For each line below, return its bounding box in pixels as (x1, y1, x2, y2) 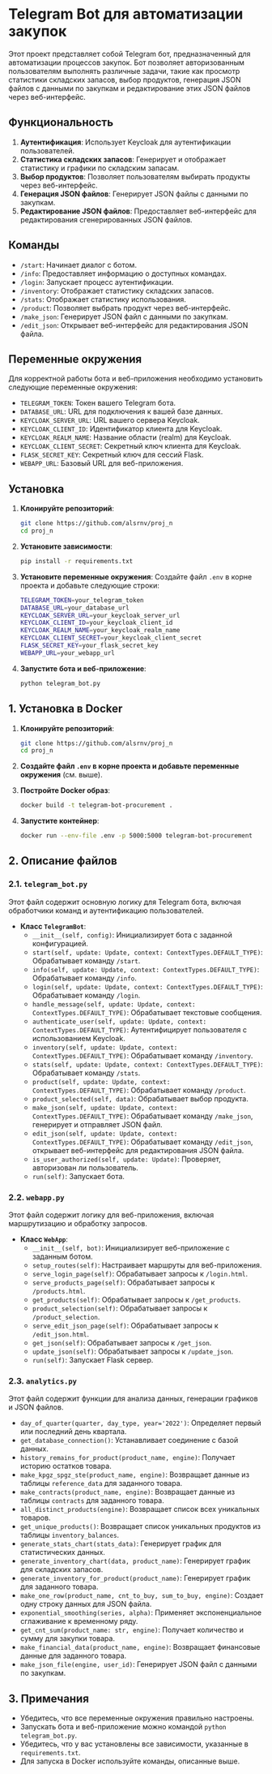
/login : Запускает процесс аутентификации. (19, 277, 174, 286)
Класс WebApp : (19, 1234, 69, 1244)
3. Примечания (8, 1691, 89, 1705)
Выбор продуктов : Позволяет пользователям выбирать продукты (19, 171, 251, 181)
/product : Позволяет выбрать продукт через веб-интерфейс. (19, 303, 231, 312)
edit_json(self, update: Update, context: (32, 1130, 178, 1138)
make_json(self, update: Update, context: (32, 1104, 178, 1112)
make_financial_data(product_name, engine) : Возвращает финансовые (19, 1643, 261, 1652)
